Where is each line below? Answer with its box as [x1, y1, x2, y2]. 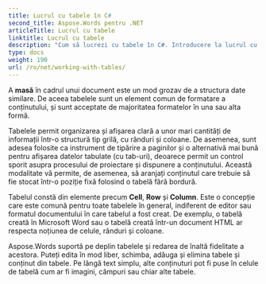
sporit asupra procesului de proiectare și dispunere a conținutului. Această [8, 160, 253, 169]
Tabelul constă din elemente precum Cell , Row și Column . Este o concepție [8, 192, 256, 201]
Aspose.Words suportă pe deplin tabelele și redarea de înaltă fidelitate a [8, 241, 245, 251]
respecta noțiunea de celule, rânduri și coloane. [8, 226, 164, 235]
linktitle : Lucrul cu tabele [8, 33, 105, 42]
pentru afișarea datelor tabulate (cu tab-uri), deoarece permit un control [8, 151, 244, 161]
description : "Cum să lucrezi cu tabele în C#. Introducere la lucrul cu [8, 41, 258, 49]
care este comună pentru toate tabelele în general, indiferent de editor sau [8, 200, 252, 210]
